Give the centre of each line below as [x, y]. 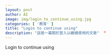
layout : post [19, 10]
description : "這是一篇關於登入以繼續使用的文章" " [56, 33]
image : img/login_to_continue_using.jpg [48, 19]
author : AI [17, 14]
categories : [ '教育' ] [30, 24]
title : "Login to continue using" [42, 28]
